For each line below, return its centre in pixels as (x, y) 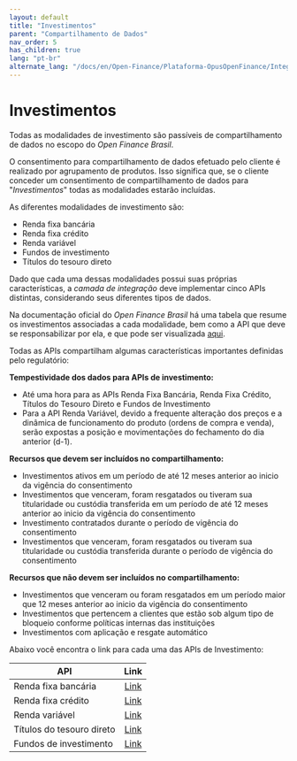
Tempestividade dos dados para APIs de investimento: (111, 377)
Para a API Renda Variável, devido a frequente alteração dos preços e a (152, 413)
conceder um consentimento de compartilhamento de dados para (129, 180)
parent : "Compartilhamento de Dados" (79, 34)
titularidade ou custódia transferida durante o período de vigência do (148, 550)
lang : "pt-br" (35, 58)
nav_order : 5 (33, 42)
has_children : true (45, 50)
